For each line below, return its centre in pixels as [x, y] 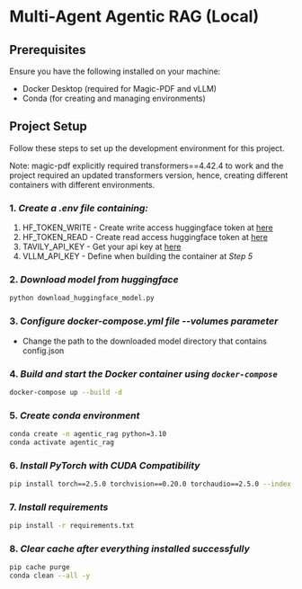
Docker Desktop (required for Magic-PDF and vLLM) [120, 89]
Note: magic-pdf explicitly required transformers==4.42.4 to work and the [147, 165]
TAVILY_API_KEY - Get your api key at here [102, 247]
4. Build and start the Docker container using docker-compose [144, 373]
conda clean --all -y [50, 576]
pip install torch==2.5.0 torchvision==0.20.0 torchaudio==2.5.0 [134, 484]
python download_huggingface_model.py [82, 299]
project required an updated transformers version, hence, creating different [149, 175]
